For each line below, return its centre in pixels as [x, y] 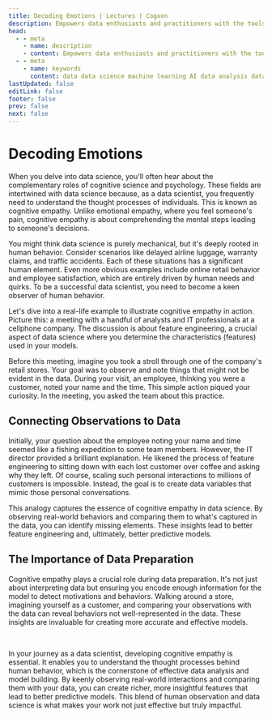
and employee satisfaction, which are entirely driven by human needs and [132, 278]
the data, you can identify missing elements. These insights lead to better [131, 525]
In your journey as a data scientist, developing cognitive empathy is [121, 653]
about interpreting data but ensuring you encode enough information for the [135, 588]
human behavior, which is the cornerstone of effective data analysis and [129, 670]
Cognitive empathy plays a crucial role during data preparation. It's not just [133, 579]
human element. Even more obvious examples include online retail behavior [134, 269]
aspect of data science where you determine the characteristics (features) [132, 336]
